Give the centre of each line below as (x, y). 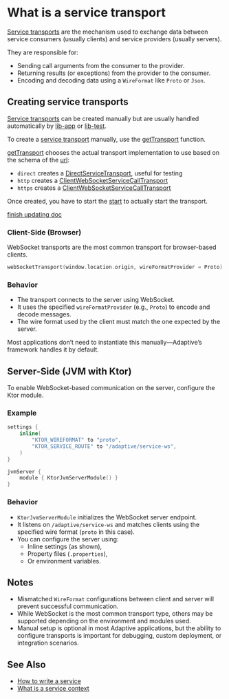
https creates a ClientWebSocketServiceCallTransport (94, 188)
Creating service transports (68, 102)
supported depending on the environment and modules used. (104, 621)
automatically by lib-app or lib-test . (57, 126)
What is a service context (53, 689)
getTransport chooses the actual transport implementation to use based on (113, 152)
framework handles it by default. (53, 349)
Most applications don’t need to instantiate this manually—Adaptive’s (105, 343)
